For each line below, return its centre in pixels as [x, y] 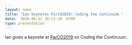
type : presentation [25, 23]
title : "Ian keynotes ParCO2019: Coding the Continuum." [64, 14]
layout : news [18, 10]
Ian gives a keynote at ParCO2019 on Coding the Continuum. [66, 37]
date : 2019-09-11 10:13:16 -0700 [40, 19]
